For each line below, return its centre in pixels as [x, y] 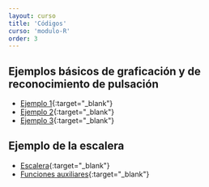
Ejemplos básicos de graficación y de [104, 71]
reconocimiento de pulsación [84, 84]
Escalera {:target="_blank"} [65, 165]
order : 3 [23, 38]
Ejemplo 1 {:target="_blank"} [66, 104]
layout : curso [32, 16]
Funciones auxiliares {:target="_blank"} [85, 174]
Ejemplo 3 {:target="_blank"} [67, 121]
